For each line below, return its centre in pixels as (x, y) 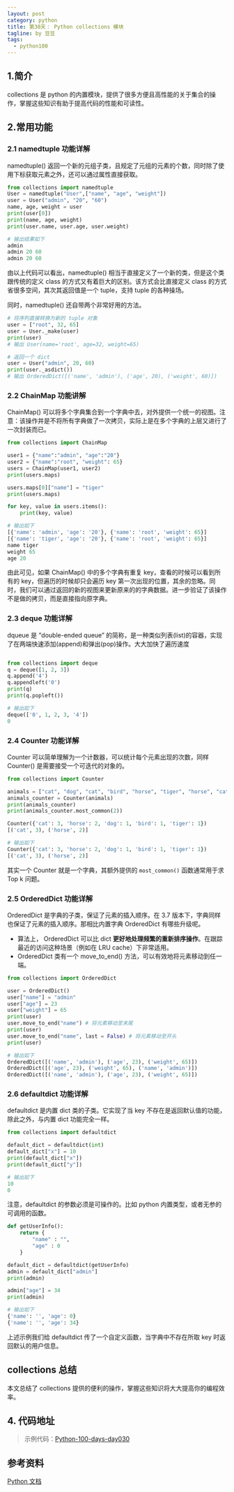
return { (32, 1233)
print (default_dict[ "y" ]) (45, 1164)
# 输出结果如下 (26, 239)
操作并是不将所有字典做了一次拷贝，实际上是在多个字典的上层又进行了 (126, 421)
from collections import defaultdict (62, 1133)
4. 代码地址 (31, 1421)
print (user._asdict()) (40, 370)
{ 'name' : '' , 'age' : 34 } (43, 1323)
